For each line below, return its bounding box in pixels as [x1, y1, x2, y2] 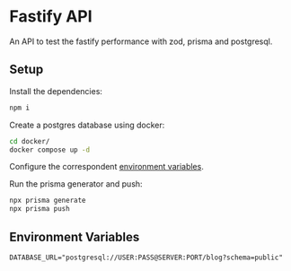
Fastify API [9, 6, 93, 27]
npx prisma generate [9, 196, 87, 205]
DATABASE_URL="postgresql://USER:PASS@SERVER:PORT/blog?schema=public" [9, 253, 283, 262]
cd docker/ [9, 136, 50, 145]
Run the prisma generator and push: [9, 179, 143, 189]
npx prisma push [9, 205, 70, 214]
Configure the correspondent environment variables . [9, 162, 204, 172]
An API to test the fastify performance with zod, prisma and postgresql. [9, 36, 273, 47]
